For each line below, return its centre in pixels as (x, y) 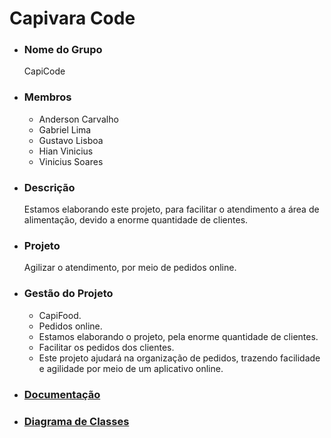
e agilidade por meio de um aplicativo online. (131, 368)
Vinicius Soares (71, 161)
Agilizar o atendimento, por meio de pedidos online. (130, 268)
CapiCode (44, 71)
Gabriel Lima (65, 129)
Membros (47, 97)
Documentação (62, 394)
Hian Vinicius (66, 151)
